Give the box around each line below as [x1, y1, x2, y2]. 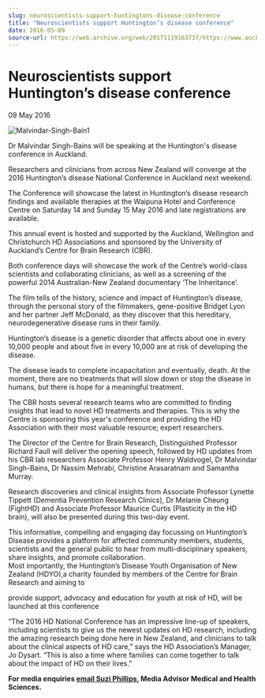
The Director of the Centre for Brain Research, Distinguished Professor [8, 438, 238, 448]
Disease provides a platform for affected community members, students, [8, 536, 244, 546]
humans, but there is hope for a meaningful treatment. [8, 382, 184, 392]
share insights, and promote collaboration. [8, 553, 146, 562]
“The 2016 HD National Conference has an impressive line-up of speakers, [8, 617, 251, 626]
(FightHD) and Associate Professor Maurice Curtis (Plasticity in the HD [8, 504, 237, 513]
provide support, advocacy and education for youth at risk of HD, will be [8, 593, 243, 602]
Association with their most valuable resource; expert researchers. [8, 423, 225, 433]
